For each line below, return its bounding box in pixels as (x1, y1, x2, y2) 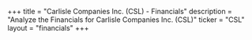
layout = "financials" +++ (7, 24, 89, 32)
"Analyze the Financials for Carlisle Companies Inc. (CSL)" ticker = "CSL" (7, 15, 245, 24)
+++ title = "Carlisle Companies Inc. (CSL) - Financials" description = (7, 7, 232, 16)
